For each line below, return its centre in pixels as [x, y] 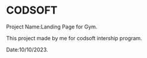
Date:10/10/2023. [27, 49]
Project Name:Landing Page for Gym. [52, 27]
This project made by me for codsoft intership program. [74, 38]
